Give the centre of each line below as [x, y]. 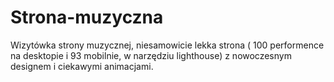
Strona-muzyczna [87, 17]
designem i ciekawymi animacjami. [82, 66]
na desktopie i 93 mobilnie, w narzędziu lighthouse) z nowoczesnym [151, 55]
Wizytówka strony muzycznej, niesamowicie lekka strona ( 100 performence [167, 45]
